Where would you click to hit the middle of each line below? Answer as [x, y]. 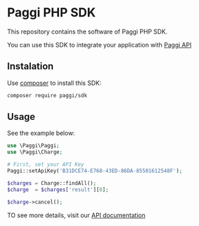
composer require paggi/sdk [47, 95]
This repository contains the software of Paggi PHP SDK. [87, 32]
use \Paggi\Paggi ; [33, 146]
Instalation [30, 66]
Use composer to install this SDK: [54, 83]
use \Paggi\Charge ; [35, 152]
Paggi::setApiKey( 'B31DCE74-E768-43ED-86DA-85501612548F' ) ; [95, 171]
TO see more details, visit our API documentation [76, 215]
